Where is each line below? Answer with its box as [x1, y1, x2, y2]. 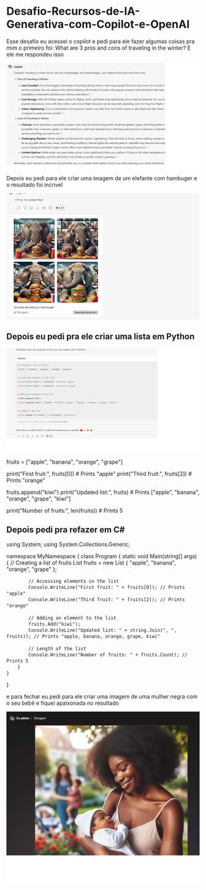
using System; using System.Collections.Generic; [6, 541, 131, 548]
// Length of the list [28, 646, 86, 652]
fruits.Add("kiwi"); [28, 621, 81, 627]
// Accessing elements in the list [28, 578, 120, 585]
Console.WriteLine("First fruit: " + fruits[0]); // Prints [28, 585, 185, 591]
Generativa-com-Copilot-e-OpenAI [6, 17, 190, 31]
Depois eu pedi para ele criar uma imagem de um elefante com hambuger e [6, 174, 197, 182]
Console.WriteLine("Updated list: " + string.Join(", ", [28, 627, 177, 634]
